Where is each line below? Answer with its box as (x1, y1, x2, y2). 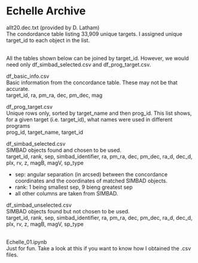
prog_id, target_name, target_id (6, 129, 84, 136)
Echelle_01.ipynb (6, 238, 47, 246)
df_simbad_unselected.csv (6, 201, 72, 209)
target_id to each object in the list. (6, 36, 90, 44)
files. (6, 251, 19, 258)
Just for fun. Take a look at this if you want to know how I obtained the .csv (6, 244, 191, 252)
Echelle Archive (6, 4, 86, 18)
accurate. (6, 85, 30, 92)
